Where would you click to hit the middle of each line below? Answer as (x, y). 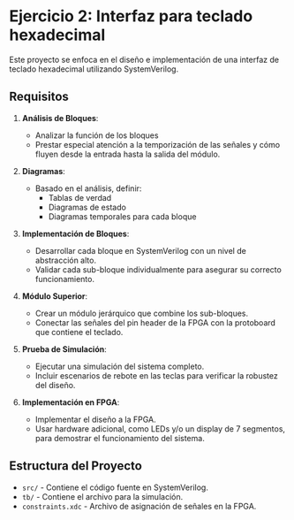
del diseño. (55, 385)
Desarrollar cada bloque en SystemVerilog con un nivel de (141, 250)
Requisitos (39, 97)
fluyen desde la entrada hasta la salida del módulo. (128, 154)
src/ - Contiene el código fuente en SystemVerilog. (115, 487)
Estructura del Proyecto (76, 466)
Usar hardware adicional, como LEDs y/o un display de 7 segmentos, (160, 428)
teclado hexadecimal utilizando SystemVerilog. (94, 69)
